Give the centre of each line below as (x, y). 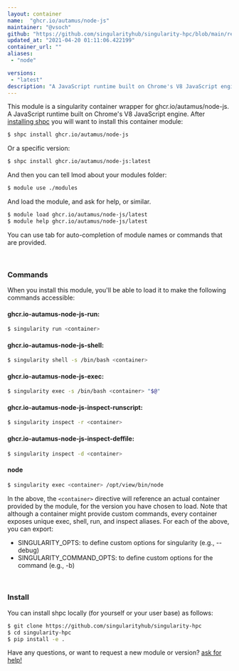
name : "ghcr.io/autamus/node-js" (59, 21)
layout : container (34, 14)
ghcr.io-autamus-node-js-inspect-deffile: (71, 438)
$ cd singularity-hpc (39, 633)
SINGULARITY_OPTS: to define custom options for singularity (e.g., (116, 542)
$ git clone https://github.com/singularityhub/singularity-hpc (105, 626)
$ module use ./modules (43, 188)
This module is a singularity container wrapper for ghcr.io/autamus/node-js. (118, 107)
